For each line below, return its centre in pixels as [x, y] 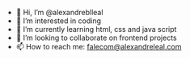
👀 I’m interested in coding [59, 21]
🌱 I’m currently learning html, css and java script [96, 29]
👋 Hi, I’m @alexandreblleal [59, 12]
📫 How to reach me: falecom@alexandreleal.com [99, 47]
